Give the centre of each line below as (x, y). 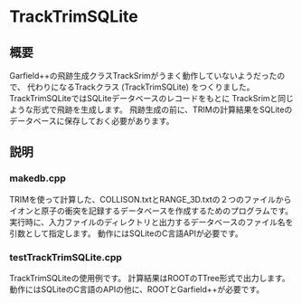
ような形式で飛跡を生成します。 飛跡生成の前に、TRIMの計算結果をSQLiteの (151, 109)
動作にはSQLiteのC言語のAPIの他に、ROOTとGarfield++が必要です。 (137, 289)
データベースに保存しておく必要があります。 (92, 121)
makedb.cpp (38, 178)
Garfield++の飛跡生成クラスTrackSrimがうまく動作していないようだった (143, 76)
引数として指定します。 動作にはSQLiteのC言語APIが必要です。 (126, 233)
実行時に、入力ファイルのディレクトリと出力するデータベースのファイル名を (151, 222)
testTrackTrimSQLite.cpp (66, 257)
